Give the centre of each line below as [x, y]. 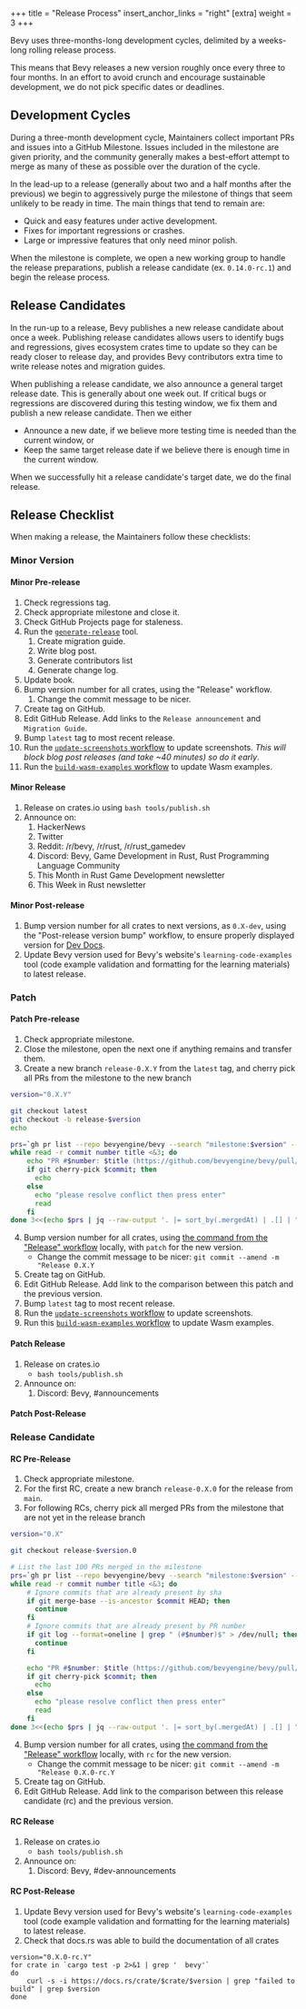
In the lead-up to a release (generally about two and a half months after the [151, 184]
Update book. [49, 680]
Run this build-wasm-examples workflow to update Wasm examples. [149, 1323]
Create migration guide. [81, 641]
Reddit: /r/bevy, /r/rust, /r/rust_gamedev [111, 846]
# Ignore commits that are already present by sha [124, 1592]
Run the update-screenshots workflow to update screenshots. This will [155, 747]
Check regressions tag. [67, 602]
